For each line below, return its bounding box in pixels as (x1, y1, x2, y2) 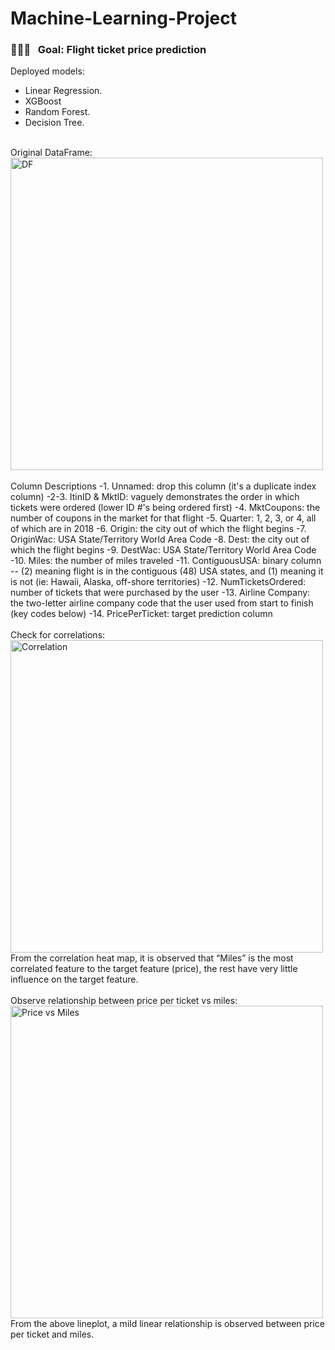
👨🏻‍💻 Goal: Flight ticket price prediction (10, 43, 207, 57)
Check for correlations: (10, 629, 106, 641)
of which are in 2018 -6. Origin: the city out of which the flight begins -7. (10, 523, 307, 535)
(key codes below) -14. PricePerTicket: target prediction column (10, 608, 273, 620)
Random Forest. (24, 106, 91, 118)
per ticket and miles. (10, 1328, 95, 1341)
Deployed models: (10, 65, 85, 77)
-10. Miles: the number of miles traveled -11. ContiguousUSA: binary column (10, 555, 322, 567)
